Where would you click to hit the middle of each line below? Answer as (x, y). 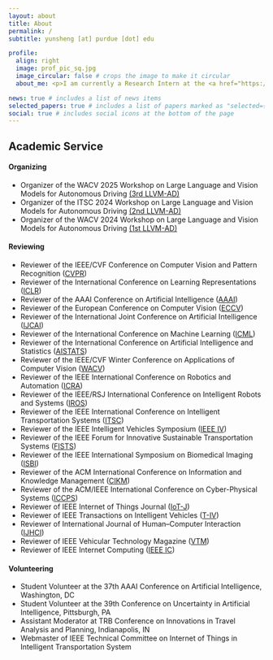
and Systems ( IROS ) (54, 403)
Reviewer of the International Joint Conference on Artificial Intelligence (139, 317)
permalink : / (30, 31)
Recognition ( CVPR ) (54, 274)
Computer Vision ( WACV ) (63, 369)
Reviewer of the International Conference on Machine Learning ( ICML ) (138, 334)
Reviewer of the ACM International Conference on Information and (131, 472)
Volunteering (31, 568)
